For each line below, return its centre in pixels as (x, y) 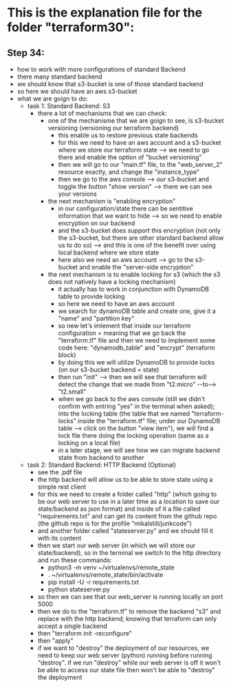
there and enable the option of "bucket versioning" (130, 157)
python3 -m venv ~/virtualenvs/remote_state (111, 567)
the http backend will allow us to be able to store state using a (125, 479)
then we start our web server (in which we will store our (117, 545)
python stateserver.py (79, 589)
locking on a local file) (89, 443)
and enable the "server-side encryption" (136, 267)
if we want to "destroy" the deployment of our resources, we (123, 648)
